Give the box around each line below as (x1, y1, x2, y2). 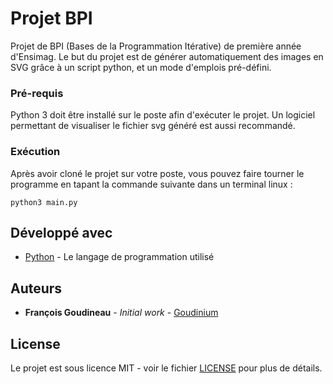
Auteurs (10, 280, 63, 297)
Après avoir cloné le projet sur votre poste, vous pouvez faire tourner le (10, 167, 305, 179)
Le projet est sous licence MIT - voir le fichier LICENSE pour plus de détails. (10, 362, 323, 374)
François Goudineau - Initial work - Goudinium (24, 307, 219, 319)
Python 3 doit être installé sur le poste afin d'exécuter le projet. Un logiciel (10, 109, 316, 121)
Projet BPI (10, 7, 93, 30)
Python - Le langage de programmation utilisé (24, 251, 215, 263)
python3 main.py (10, 197, 78, 207)
